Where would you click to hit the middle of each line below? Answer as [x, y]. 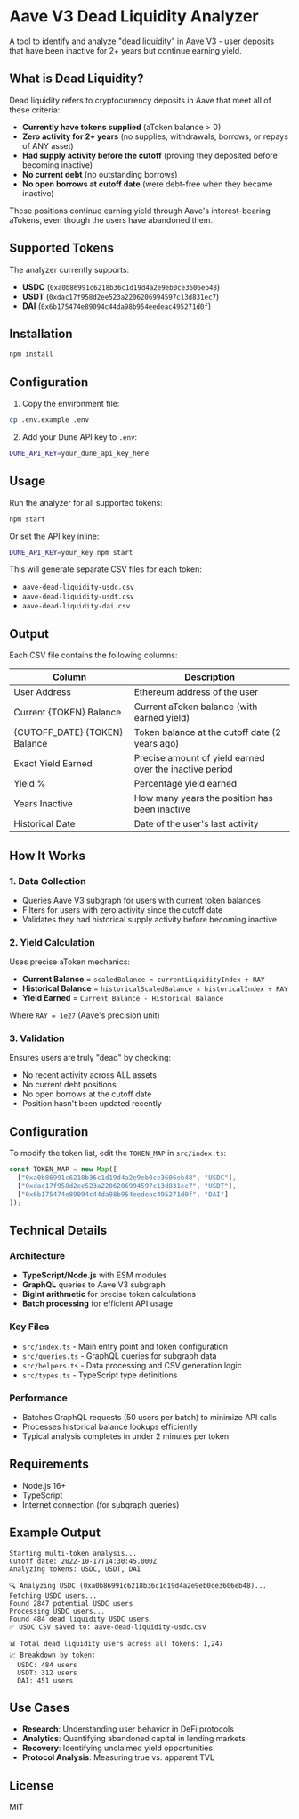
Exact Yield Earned [53, 764]
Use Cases [40, 1707]
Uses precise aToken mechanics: [70, 962]
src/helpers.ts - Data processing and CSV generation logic [132, 1365]
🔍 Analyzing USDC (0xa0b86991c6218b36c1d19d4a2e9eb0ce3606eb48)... [138, 1585]
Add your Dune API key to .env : [80, 437]
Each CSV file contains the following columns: [93, 655]
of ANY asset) [48, 145]
